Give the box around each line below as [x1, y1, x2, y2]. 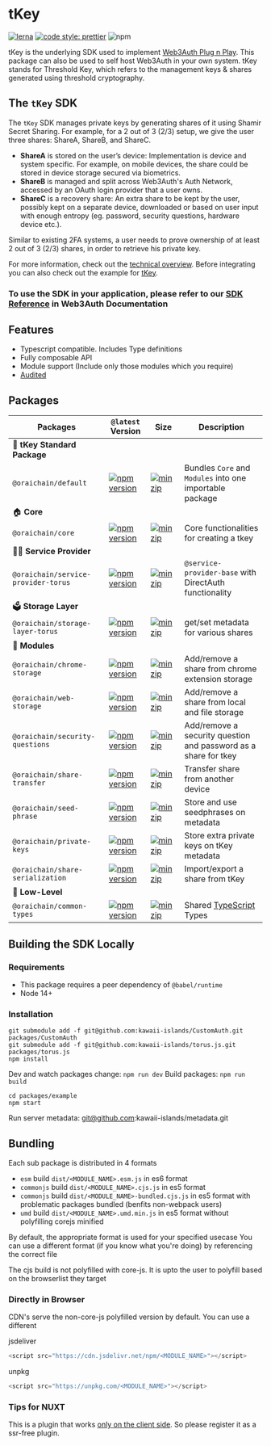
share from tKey [184, 873, 245, 885]
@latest [110, 418, 140, 427]
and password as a [184, 740, 256, 751]
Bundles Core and [184, 462, 251, 473]
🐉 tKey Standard [12, 439, 77, 451]
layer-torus [12, 627, 59, 637]
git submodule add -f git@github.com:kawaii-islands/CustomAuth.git [8, 1027, 244, 1035]
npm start [8, 1099, 42, 1108]
